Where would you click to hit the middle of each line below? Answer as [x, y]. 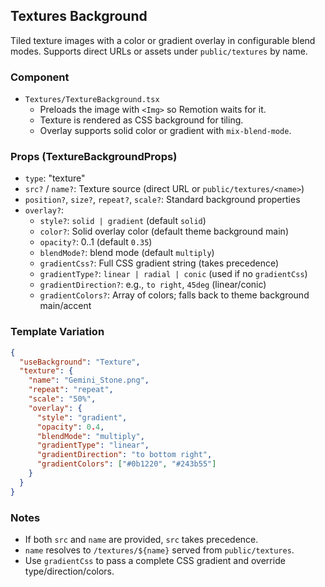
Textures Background [79, 16]
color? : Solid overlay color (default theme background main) [164, 231]
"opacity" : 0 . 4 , [70, 427]
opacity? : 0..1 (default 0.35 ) [96, 242]
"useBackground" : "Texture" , [80, 362]
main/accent [65, 306]
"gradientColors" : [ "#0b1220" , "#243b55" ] [126, 464]
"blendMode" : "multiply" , [90, 436]
